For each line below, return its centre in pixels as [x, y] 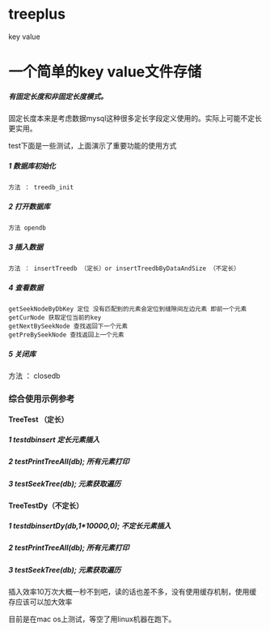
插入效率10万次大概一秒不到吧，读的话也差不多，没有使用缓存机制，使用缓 [133, 591]
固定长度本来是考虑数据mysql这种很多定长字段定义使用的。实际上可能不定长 [135, 118]
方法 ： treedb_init [41, 187]
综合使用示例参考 [42, 398]
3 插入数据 [26, 247]
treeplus [37, 14]
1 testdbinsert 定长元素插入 [54, 440]
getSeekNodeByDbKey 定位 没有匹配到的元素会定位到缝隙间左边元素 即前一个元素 [128, 309]
